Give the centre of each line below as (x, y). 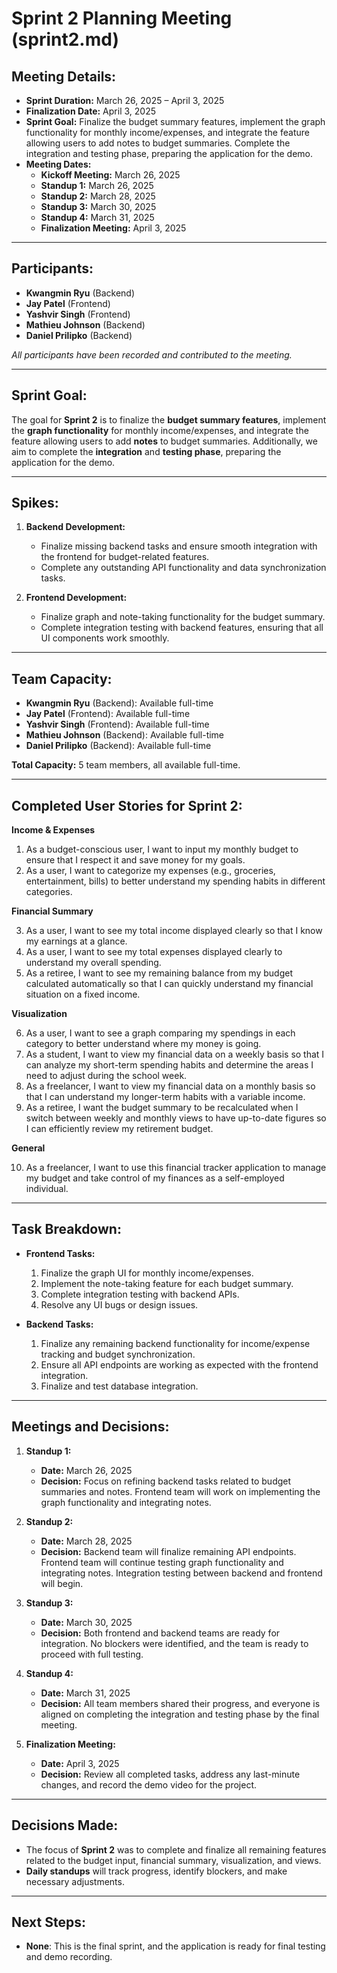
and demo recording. (69, 1957)
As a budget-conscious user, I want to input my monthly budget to (162, 849)
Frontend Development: (76, 598)
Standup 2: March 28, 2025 (98, 196)
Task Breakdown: (66, 1229)
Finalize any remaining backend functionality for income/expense (175, 1343)
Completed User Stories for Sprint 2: (127, 805)
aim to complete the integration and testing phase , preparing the (146, 451)
